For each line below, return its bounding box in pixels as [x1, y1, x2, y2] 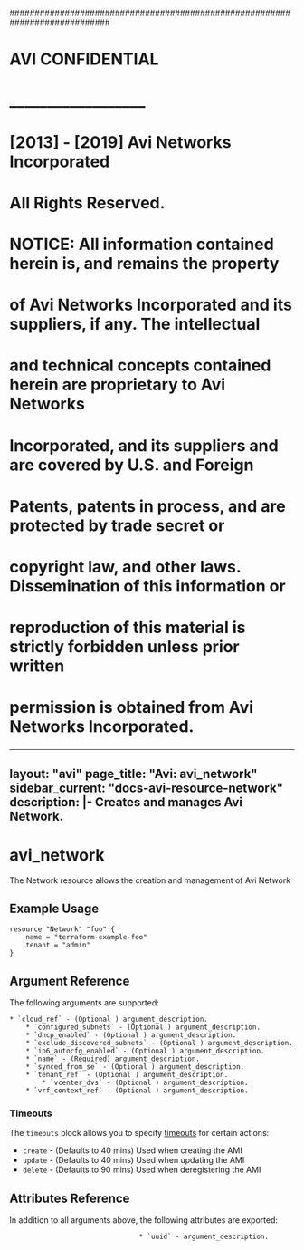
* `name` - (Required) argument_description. [25, 1054, 201, 1063]
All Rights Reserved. [9, 192, 166, 213]
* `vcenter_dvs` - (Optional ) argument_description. [42, 1078, 249, 1088]
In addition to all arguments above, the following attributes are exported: [9, 1215, 279, 1226]
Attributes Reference [9, 1190, 130, 1206]
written [9, 656, 65, 677]
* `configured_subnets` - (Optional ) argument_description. [25, 1023, 261, 1032]
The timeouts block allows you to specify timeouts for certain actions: [9, 1128, 270, 1139]
